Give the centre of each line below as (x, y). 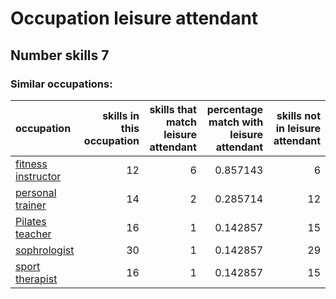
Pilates (31, 221)
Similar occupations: (61, 84)
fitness (31, 164)
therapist (36, 279)
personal (36, 192)
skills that (173, 109)
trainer (31, 205)
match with (236, 122)
